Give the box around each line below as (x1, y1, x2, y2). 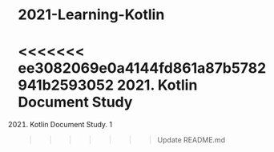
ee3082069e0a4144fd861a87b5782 (18, 59, 267, 78)
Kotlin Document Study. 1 (29, 120, 113, 130)
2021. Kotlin (116, 76, 198, 94)
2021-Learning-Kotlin (18, 6, 165, 24)
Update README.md (157, 135, 226, 145)
